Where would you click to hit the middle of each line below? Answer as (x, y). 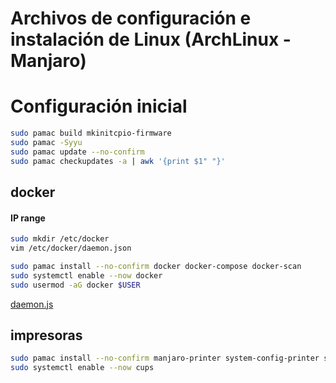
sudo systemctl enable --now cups (82, 368)
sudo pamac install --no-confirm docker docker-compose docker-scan (156, 266)
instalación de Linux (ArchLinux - (151, 39)
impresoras (46, 335)
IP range (28, 218)
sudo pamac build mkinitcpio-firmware (91, 133)
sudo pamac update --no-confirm (77, 152)
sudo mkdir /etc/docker (60, 239)
